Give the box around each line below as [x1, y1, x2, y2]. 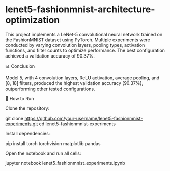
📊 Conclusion [5, 63, 35, 69]
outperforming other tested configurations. [5, 85, 95, 92]
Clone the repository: [5, 105, 50, 111]
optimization [5, 14, 60, 26]
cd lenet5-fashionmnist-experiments [39, 121, 116, 127]
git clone [5, 115, 24, 121]
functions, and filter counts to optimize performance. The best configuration [5, 47, 165, 53]
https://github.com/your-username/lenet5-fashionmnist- [24, 115, 143, 121]
